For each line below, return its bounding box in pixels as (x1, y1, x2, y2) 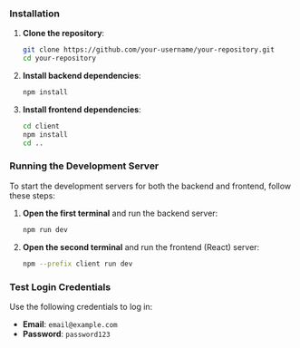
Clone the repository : (22, 28, 105, 39)
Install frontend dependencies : (22, 103, 142, 115)
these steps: (9, 189, 56, 201)
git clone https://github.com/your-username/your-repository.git (22, 45, 275, 54)
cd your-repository (22, 53, 97, 63)
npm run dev (22, 225, 68, 234)
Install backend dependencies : (22, 71, 142, 82)
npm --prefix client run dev (22, 259, 133, 268)
